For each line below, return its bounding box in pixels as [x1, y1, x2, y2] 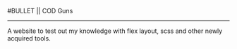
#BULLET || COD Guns [7, 7, 73, 15]
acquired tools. [7, 34, 51, 42]
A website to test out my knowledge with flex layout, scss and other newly [7, 27, 223, 35]
